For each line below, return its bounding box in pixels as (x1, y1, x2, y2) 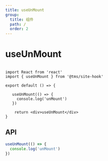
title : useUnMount (5, 7, 44, 13)
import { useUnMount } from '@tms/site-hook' (5, 74, 103, 79)
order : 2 (10, 26, 29, 32)
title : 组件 (10, 17, 34, 22)
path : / (10, 21, 26, 27)
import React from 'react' (5, 70, 63, 75)
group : (5, 12, 19, 17)
